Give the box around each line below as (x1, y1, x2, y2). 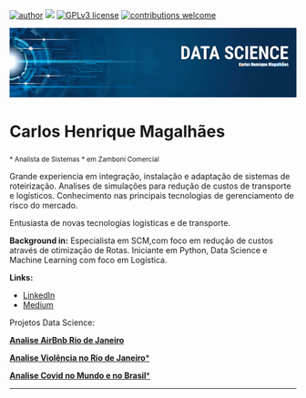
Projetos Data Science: (9, 317, 96, 328)
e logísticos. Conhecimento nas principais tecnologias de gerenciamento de (9, 190, 294, 201)
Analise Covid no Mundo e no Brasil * (9, 370, 150, 382)
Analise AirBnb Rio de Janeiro (9, 335, 125, 346)
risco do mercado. (9, 200, 78, 211)
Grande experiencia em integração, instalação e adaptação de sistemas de (9, 171, 291, 182)
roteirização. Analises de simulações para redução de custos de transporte (9, 180, 291, 191)
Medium (22, 300, 55, 311)
